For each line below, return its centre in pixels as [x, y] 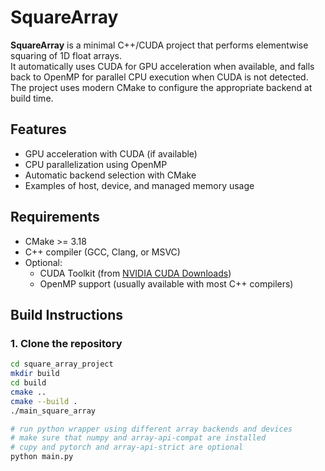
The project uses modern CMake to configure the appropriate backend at [161, 87]
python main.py [42, 457]
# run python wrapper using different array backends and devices [151, 429]
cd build [28, 383]
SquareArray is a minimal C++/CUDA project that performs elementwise [159, 45]
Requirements [55, 217]
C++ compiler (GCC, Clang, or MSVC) [102, 252]
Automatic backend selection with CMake [110, 175]
